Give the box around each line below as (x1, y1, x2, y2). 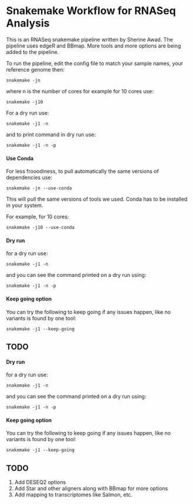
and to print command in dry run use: (6, 131, 96, 138)
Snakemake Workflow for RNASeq (6, 4, 176, 18)
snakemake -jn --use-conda (6, 185, 72, 191)
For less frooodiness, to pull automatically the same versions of (6, 168, 160, 175)
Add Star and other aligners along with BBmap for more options (14, 485, 168, 492)
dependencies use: (6, 174, 53, 181)
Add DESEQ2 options (14, 479, 66, 486)
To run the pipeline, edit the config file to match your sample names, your (6, 60, 184, 67)
